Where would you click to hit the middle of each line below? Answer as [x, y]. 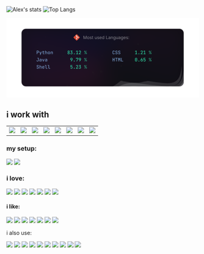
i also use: [19, 233]
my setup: [22, 149]
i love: [16, 179]
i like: [13, 207]
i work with [28, 114]
